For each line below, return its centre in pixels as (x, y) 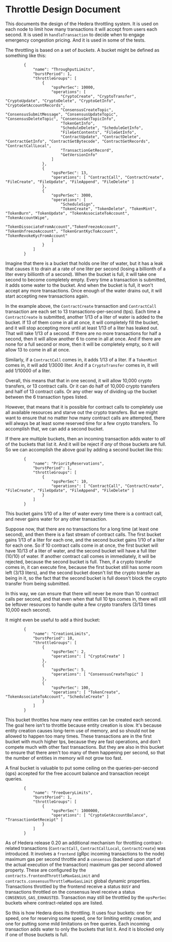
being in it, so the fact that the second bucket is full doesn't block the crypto (86, 578)
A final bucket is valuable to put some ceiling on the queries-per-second (82, 768)
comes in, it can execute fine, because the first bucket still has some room (84, 567)
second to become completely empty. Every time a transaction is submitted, (86, 280)
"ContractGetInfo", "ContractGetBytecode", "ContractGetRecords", (78, 141)
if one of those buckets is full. (37, 934)
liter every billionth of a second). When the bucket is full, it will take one (81, 274)
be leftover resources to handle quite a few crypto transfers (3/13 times (81, 604)
